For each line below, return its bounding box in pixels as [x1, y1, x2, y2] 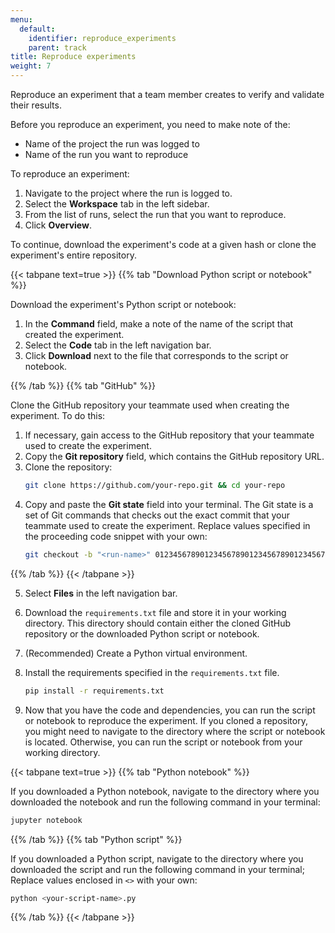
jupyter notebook [10, 815, 83, 825]
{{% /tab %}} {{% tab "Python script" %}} [10, 833, 183, 845]
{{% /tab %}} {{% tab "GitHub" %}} [10, 380, 157, 391]
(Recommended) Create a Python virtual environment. [24, 647, 248, 659]
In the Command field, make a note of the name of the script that [24, 318, 294, 330]
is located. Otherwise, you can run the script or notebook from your [24, 736, 303, 748]
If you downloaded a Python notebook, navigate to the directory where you [10, 785, 320, 797]
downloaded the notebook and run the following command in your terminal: [10, 796, 321, 808]
